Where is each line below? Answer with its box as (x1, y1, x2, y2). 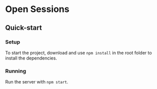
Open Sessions (5, 3, 70, 15)
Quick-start (5, 23, 42, 32)
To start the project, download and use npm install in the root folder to (5, 49, 152, 55)
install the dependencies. (5, 55, 57, 61)
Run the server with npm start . (5, 79, 69, 85)
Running (5, 67, 27, 74)
